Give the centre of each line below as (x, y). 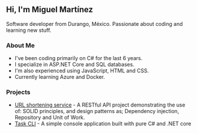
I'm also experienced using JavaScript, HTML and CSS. (81, 71)
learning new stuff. (29, 30)
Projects (18, 92)
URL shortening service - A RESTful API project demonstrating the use (100, 105)
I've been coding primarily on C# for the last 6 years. (79, 58)
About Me (21, 45)
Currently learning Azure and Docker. (60, 77)
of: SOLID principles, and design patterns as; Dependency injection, (97, 111)
